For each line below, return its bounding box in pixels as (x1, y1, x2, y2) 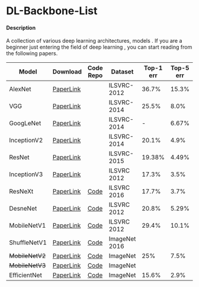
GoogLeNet (9, 119, 41, 127)
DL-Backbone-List (6, 4, 98, 18)
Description (6, 24, 36, 31)
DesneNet (9, 205, 37, 213)
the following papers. (6, 50, 58, 57)
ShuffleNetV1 (9, 238, 47, 247)
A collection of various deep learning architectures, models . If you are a (6, 37, 182, 44)
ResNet (9, 153, 30, 161)
